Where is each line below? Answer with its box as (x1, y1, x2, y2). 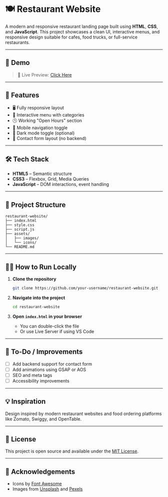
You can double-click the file (19, 323, 79, 329)
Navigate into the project (12, 294, 65, 300)
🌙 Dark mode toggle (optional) (12, 130, 75, 136)
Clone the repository (12, 276, 56, 282)
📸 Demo (5, 58, 30, 67)
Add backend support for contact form (12, 360, 92, 367)
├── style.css (5, 222, 35, 227)
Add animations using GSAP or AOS (12, 366, 86, 372)
